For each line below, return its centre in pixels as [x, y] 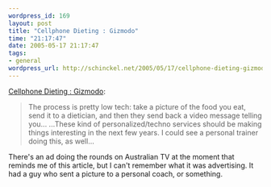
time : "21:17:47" [38, 38]
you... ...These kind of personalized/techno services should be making [145, 124]
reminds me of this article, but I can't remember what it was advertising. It [131, 165]
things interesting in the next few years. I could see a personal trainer [143, 132]
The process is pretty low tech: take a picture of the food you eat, [137, 106]
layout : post [30, 23]
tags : [17, 53]
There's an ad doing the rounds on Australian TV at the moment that [122, 156]
